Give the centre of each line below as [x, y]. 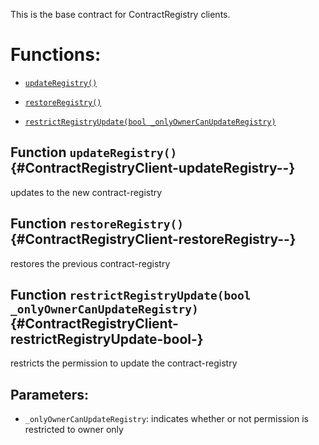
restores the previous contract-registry [90, 263]
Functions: [56, 55]
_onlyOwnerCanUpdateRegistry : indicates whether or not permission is [166, 419]
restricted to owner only [74, 430]
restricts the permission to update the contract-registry [124, 363]
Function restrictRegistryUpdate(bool [131, 294]
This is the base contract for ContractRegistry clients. [120, 14]
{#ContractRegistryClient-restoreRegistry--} [153, 239]
